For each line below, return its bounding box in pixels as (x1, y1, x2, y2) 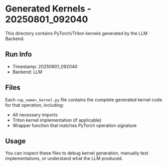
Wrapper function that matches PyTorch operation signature (12, 122, 137, 128)
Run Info (5, 50, 32, 59)
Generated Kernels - (5, 3, 92, 15)
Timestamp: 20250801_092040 (12, 63, 78, 69)
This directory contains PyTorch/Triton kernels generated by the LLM (5, 30, 148, 36)
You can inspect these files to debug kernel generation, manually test (5, 150, 148, 156)
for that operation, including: (5, 102, 64, 108)
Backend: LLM (12, 69, 43, 75)
